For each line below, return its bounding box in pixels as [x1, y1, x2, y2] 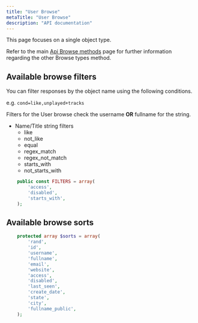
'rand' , [28, 239, 47, 245]
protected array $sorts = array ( [17, 233, 101, 240]
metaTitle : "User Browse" [6, 14, 71, 20]
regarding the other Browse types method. [6, 55, 112, 62]
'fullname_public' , [28, 306, 77, 312]
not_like [23, 135, 44, 143]
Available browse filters [6, 71, 97, 81]
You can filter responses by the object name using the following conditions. [6, 87, 193, 95]
